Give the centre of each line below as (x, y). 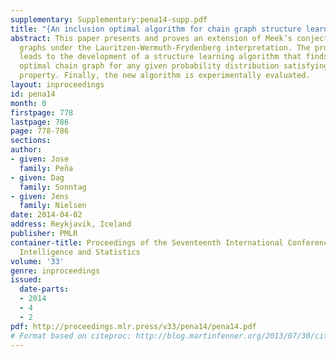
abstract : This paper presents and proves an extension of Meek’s (151, 38)
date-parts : (44, 289)
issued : (26, 280)
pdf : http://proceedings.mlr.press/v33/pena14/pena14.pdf (133, 326)
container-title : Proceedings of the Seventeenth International (147, 242)
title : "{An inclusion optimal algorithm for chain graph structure (156, 29)
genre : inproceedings (55, 271)
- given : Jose (40, 159)
